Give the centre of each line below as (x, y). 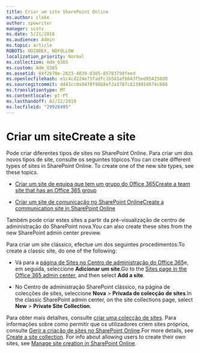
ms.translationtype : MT (36, 90)
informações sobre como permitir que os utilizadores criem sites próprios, (98, 324)
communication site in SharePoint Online (65, 209)
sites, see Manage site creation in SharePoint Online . (71, 343)
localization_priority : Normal (45, 57)
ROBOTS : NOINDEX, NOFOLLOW (40, 51)
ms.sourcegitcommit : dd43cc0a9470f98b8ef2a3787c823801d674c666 (87, 85)
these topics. (22, 173)
